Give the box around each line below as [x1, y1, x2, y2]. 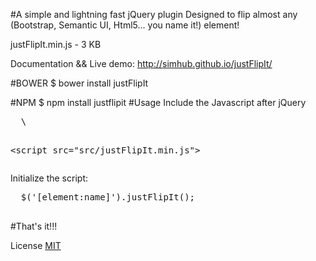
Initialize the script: [10, 172, 88, 184]
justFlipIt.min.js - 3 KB [10, 39, 102, 50]
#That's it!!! [10, 220, 58, 232]
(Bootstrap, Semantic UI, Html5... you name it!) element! [10, 19, 240, 31]
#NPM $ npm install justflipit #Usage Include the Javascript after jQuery [10, 97, 307, 108]
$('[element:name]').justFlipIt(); [20, 192, 196, 203]
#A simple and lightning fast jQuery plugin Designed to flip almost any [10, 9, 298, 20]
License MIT [10, 240, 62, 251]
